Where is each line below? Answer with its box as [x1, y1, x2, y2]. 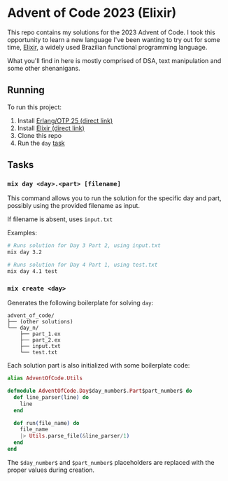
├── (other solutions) [7, 319, 73, 326]
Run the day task [17, 139, 65, 147]
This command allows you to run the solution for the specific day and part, [7, 194, 222, 202]
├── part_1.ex [20, 330, 61, 337]
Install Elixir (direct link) [17, 124, 85, 132]
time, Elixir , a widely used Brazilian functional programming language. [7, 43, 208, 51]
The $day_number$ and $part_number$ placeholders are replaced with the [7, 458, 215, 466]
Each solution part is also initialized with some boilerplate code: [7, 361, 190, 370]
